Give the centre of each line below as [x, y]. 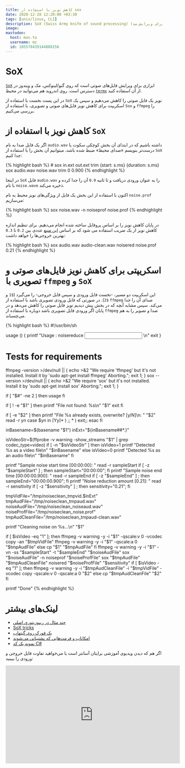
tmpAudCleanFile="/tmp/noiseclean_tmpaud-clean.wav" [63, 517]
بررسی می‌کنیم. [20, 111]
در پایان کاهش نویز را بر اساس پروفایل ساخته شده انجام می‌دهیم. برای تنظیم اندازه [82, 225]
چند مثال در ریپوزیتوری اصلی [39, 623]
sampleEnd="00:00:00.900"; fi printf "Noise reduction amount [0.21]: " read [83, 481]
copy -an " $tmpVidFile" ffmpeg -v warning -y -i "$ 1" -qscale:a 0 [72, 542]
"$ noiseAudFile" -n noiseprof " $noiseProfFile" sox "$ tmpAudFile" [73, 558]
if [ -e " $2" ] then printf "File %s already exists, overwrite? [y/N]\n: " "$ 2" [81, 415]
